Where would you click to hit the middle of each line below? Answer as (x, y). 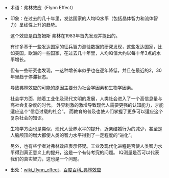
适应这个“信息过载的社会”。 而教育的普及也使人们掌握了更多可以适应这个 (87, 111)
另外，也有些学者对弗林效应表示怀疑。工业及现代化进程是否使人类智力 (84, 146)
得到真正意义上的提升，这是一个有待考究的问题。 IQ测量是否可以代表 (87, 152)
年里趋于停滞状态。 (30, 77)
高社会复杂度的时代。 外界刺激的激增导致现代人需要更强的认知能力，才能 (87, 105)
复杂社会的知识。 (28, 118)
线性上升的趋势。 (42, 25)
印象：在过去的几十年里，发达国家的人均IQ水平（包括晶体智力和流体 (82, 18)
